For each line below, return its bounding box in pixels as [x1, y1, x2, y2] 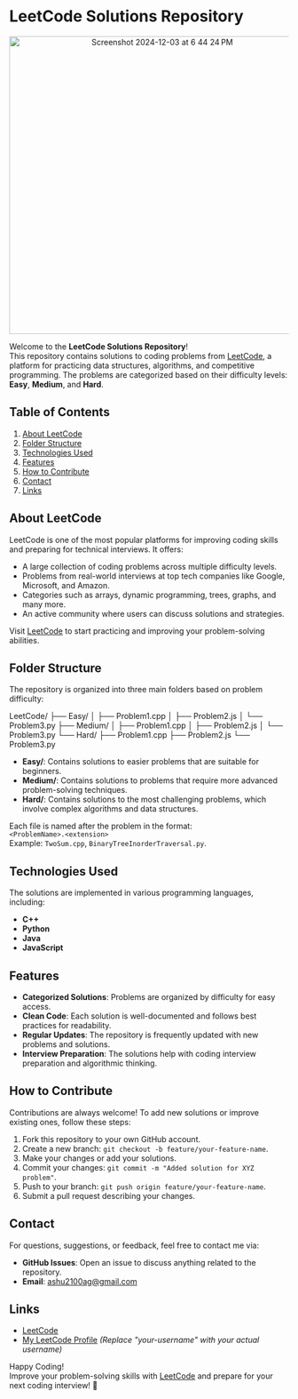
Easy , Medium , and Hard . [9, 379, 104, 389]
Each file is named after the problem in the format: [9, 820, 192, 832]
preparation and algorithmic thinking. [21, 1058, 158, 1068]
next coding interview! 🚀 [9, 1380, 98, 1391]
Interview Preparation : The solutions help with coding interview [21, 1049, 257, 1059]
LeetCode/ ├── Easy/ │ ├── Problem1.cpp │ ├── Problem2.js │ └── [9, 711, 263, 722]
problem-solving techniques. [21, 785, 128, 795]
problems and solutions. [21, 1039, 111, 1050]
